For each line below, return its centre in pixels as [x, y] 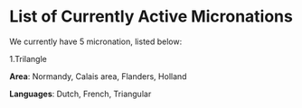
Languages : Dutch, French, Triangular [80, 94]
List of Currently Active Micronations [151, 17]
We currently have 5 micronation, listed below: [96, 41]
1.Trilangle [28, 58]
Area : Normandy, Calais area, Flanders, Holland [98, 76]
